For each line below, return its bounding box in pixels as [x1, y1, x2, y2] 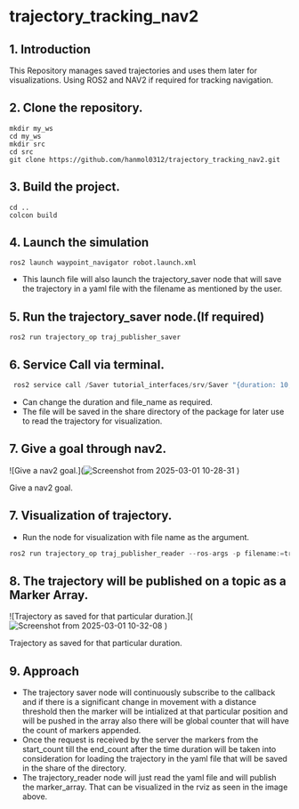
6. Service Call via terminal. [9, 357, 165, 372]
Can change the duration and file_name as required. [21, 396, 214, 407]
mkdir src [9, 140, 46, 149]
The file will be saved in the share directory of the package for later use [21, 406, 285, 417]
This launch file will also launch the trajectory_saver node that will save [21, 274, 282, 285]
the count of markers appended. [21, 725, 141, 736]
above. [21, 791, 48, 802]
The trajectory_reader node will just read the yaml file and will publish [21, 773, 278, 783]
